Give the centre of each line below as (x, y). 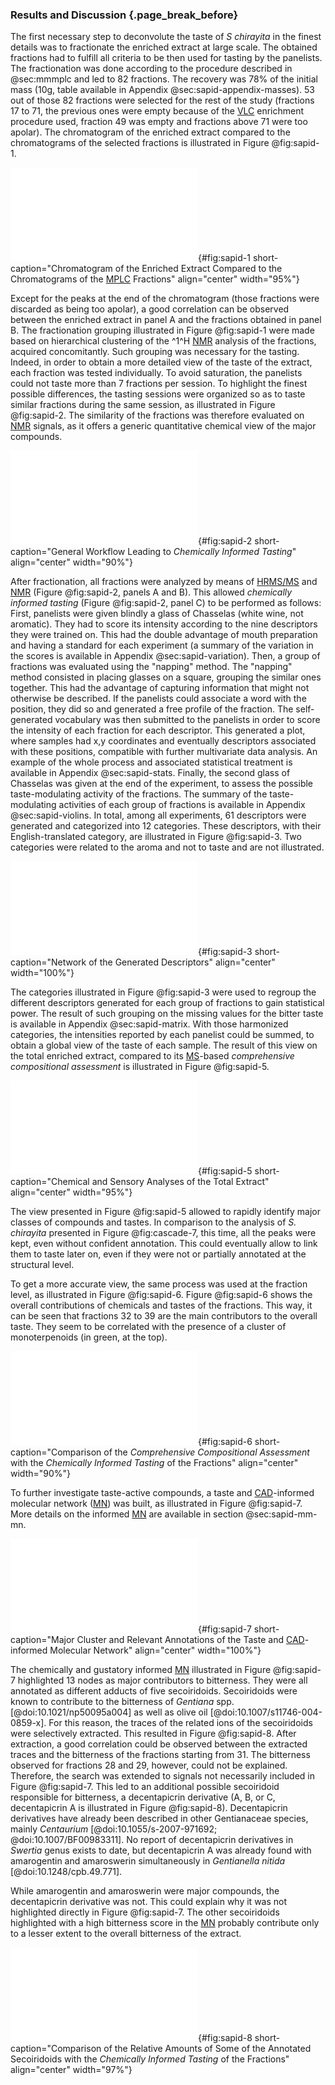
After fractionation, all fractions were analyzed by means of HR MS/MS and (164, 582)
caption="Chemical (50, 1182)
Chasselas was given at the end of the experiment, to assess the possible (162, 784)
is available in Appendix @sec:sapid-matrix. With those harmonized (149, 1024)
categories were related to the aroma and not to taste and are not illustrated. (167, 847)
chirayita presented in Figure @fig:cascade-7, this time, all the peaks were (163, 1233)
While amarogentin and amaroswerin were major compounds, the (145, 1891)
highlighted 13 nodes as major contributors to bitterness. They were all (162, 1680)
